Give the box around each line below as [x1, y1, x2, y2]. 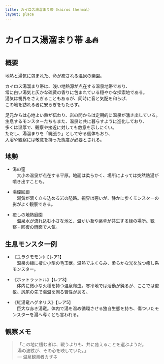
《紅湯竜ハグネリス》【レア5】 [12, 300, 74, 305]
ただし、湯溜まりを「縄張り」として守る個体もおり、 [5, 130, 113, 136]
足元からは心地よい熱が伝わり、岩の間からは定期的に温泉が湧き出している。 [5, 112, 161, 118]
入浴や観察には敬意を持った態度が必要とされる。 [5, 136, 104, 143]
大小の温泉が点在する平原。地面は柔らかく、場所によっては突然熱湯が [16, 173, 159, 179]
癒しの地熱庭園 [12, 212, 43, 218]
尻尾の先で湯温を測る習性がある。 [21, 289, 90, 295]
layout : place [5, 12, 34, 17]
